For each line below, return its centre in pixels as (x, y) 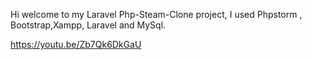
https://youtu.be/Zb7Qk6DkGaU (76, 44)
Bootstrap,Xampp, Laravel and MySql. (88, 25)
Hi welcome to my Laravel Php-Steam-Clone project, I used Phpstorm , (156, 14)
